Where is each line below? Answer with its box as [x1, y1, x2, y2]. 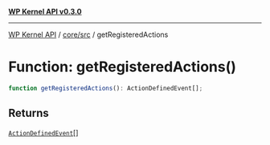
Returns [8, 107, 50, 120]
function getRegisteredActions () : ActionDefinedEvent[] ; [8, 84, 203, 92]
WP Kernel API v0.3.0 [8, 7, 82, 16]
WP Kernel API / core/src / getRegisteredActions [8, 30, 169, 39]
